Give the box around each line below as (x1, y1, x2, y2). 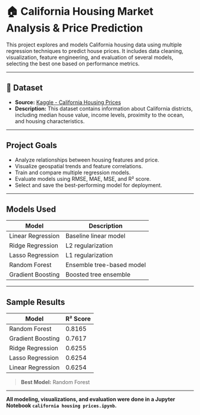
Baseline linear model (65, 232, 126, 240)
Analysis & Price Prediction (6, 21, 143, 35)
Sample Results (6, 297, 65, 307)
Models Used (6, 204, 57, 214)
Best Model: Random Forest (20, 379, 90, 386)
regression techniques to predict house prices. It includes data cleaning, (6, 47, 183, 54)
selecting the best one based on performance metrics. (6, 60, 140, 67)
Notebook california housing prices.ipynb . (6, 402, 117, 409)
